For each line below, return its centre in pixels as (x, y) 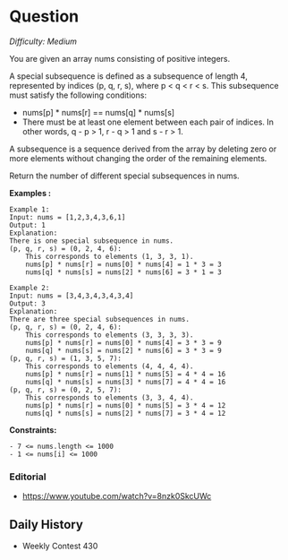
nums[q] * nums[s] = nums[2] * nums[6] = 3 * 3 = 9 (123, 350)
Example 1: (30, 209)
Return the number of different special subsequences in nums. (124, 176)
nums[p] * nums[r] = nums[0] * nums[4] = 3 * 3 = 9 (123, 342)
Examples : (30, 193)
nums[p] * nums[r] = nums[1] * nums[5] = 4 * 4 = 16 (126, 374)
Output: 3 (28, 303)
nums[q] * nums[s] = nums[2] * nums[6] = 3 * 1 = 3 (123, 272)
